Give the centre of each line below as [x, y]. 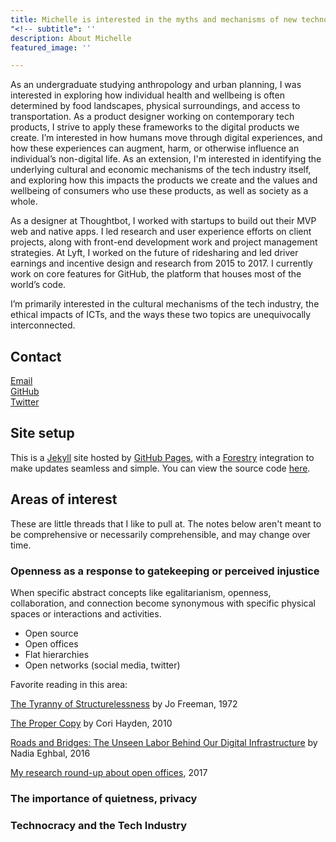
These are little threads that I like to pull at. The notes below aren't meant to [166, 523]
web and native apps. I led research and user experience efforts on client [161, 232]
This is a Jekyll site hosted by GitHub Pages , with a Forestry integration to [162, 457]
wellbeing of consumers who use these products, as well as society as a [159, 191]
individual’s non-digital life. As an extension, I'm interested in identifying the [166, 159]
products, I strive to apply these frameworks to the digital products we [155, 127]
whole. [24, 202]
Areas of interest [64, 499]
